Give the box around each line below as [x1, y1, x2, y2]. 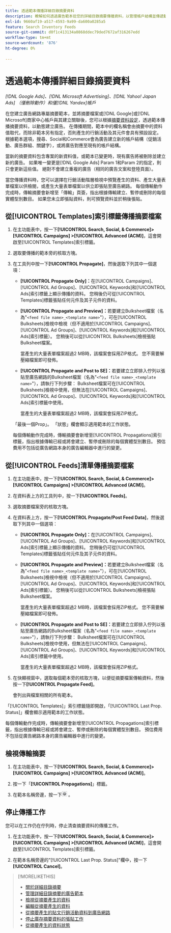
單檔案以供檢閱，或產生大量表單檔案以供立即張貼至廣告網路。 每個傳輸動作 [5, 183, 163, 189]
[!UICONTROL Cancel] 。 [12, 863, 65, 869]
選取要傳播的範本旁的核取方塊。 [12, 250, 80, 256]
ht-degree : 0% [5, 46, 36, 51]
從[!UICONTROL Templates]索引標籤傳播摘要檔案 [5, 212, 162, 221]
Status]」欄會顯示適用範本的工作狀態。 [5, 709, 88, 716]
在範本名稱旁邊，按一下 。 [12, 792, 73, 798]
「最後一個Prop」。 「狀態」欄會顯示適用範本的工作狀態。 [12, 421, 133, 427]
